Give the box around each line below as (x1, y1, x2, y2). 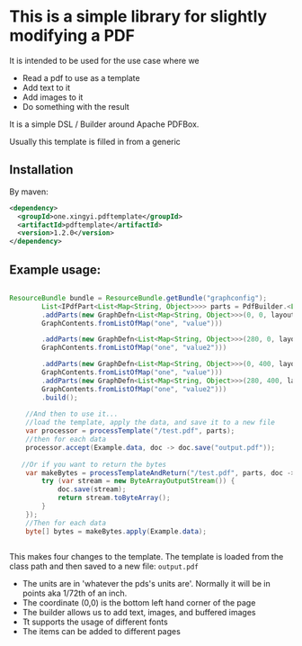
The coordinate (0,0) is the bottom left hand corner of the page (22, 597, 256, 608)
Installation (9, 162, 74, 177)
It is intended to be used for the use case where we (9, 55, 200, 66)
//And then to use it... (25, 409, 119, 419)
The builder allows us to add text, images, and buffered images (22, 607, 256, 618)
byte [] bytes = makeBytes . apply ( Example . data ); (25, 526, 207, 536)
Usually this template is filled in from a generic (9, 136, 182, 147)
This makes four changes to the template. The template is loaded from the (9, 552, 284, 562)
